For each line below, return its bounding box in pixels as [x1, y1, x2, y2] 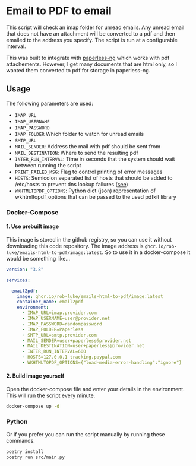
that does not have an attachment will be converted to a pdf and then [6, 30, 175, 37]
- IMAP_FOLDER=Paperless [21, 326, 84, 332]
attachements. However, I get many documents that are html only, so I [6, 61, 177, 68]
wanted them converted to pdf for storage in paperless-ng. [6, 66, 151, 74]
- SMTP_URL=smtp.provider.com [21, 332, 97, 338]
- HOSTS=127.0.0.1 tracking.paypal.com [21, 354, 121, 360]
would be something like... [6, 255, 71, 262]
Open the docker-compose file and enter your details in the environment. [6, 386, 185, 393]
